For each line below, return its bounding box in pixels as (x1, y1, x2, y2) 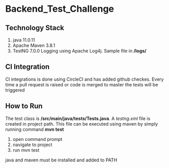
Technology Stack (5, 23, 64, 32)
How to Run (5, 102, 43, 110)
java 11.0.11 (12, 37, 35, 43)
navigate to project (12, 141, 53, 148)
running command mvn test (5, 126, 64, 132)
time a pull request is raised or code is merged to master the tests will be (5, 81, 158, 87)
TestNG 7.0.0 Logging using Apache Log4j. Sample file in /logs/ (12, 48, 147, 54)
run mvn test (12, 147, 40, 153)
